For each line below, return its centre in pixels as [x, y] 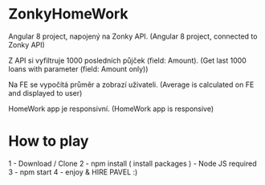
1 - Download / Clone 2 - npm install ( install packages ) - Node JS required [132, 163]
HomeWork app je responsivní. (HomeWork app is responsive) [111, 109]
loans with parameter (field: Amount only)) [78, 68]
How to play [49, 141]
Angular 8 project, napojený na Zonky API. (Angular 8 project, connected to [133, 36]
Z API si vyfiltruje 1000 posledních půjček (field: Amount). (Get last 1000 [127, 60]
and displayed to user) [45, 92]
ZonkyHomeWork [68, 14]
